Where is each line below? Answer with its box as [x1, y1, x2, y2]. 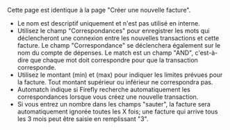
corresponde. [17, 64, 57, 71]
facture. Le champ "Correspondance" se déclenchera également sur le [17, 41, 221, 49]
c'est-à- [194, 48, 218, 57]
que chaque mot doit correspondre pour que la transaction [30, 56, 198, 64]
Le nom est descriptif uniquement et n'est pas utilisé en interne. [17, 19, 200, 27]
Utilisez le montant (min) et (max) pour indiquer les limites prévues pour [17, 71, 223, 79]
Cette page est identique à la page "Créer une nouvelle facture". [7, 6, 191, 14]
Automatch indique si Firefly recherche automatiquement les [17, 86, 191, 93]
